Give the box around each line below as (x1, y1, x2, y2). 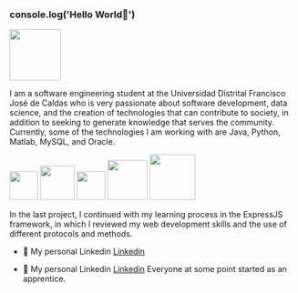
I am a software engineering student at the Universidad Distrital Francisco (9, 88, 286, 99)
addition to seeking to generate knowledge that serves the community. (9, 117, 275, 128)
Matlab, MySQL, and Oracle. (9, 136, 116, 147)
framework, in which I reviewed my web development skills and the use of (9, 218, 287, 230)
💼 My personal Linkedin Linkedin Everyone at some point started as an (22, 264, 287, 275)
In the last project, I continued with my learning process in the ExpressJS (9, 209, 283, 220)
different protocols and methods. (9, 228, 133, 239)
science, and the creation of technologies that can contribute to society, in (9, 107, 289, 118)
